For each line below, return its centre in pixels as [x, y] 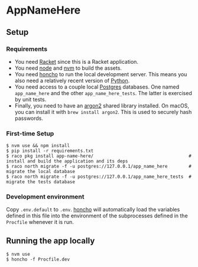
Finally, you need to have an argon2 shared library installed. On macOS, [102, 105]
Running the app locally [51, 241]
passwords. [29, 118]
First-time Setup [30, 133]
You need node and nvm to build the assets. [68, 68]
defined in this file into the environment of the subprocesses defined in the [97, 216]
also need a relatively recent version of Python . [72, 80]
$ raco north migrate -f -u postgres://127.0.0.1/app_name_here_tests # [99, 177]
